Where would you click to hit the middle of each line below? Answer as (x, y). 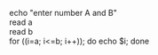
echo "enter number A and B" (63, 13)
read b (21, 31)
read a (21, 22)
